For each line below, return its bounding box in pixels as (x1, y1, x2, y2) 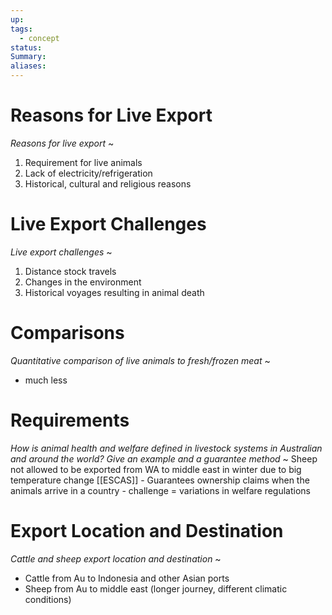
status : (10, 42, 43, 53)
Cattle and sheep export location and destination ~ (10, 552, 222, 565)
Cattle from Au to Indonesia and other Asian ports (24, 572, 230, 584)
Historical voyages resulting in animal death (24, 286, 205, 298)
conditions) (24, 593, 72, 605)
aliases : (10, 61, 47, 71)
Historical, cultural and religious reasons (24, 177, 192, 190)
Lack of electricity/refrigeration (24, 167, 153, 179)
